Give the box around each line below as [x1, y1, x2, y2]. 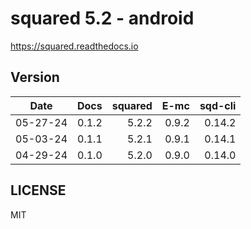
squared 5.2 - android [10, 7, 195, 30]
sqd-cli [199, 98, 237, 112]
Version [10, 69, 60, 86]
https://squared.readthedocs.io [10, 40, 139, 52]
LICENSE [10, 182, 67, 199]
